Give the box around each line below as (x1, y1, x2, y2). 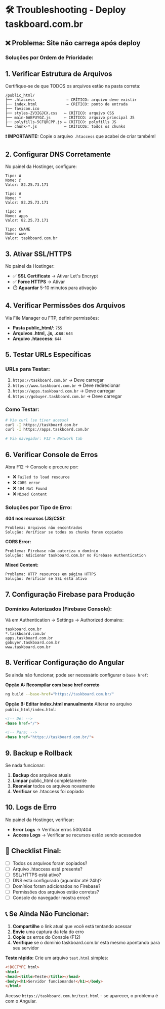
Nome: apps (5, 213, 28, 219)
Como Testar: (5, 406, 39, 413)
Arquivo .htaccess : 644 (12, 335, 62, 342)
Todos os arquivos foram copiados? (12, 860, 88, 866)
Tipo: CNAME (5, 227, 30, 232)
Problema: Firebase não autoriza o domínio (5, 548, 99, 554)
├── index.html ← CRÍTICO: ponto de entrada (5, 102, 128, 107)
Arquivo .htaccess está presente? (12, 866, 82, 872)
